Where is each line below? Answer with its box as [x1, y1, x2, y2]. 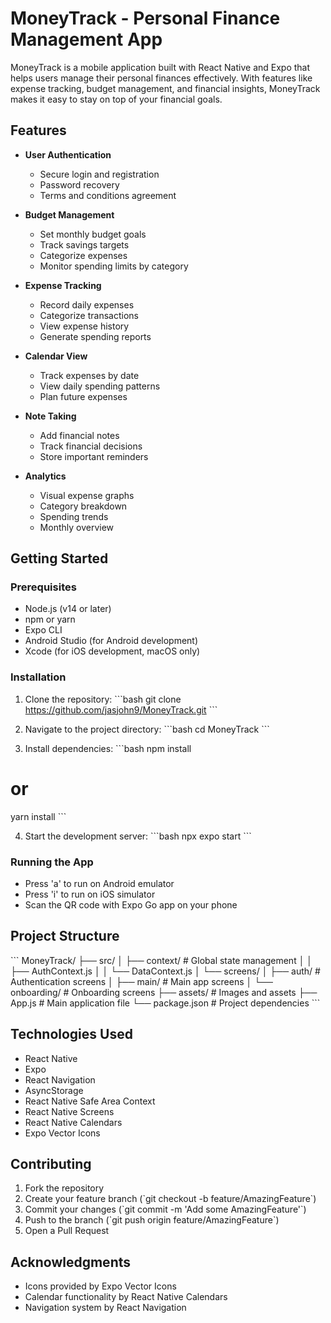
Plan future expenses [39, 390, 128, 402]
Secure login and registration [39, 168, 160, 180]
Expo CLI [24, 624, 63, 636]
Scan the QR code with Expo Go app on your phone [24, 898, 238, 911]
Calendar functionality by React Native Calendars [24, 1291, 228, 1303]
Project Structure [10, 928, 120, 945]
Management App [10, 28, 163, 51]
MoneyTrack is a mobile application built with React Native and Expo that [10, 61, 311, 73]
